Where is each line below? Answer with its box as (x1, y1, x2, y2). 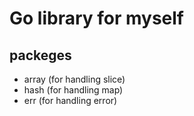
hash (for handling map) (23, 84, 124, 96)
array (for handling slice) (23, 73, 126, 85)
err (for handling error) (23, 95, 118, 106)
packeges (9, 47, 72, 64)
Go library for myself (9, 7, 185, 30)
